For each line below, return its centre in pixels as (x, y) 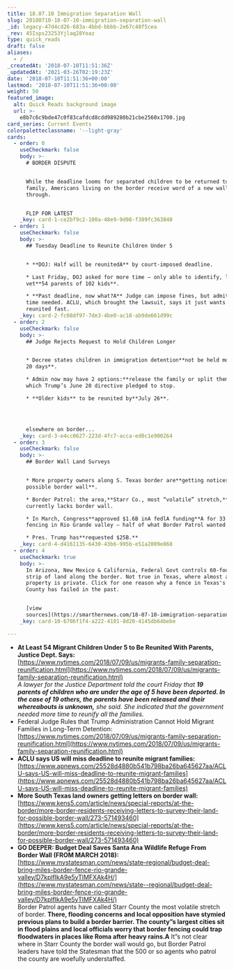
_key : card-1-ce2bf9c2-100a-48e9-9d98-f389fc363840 (96, 220)
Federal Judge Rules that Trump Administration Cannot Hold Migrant (116, 721)
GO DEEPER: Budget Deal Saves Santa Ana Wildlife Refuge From (112, 847)
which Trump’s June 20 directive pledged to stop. (101, 386)
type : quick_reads (34, 40)
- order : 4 (29, 551)
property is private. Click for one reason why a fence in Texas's (126, 583)
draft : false (26, 46)
